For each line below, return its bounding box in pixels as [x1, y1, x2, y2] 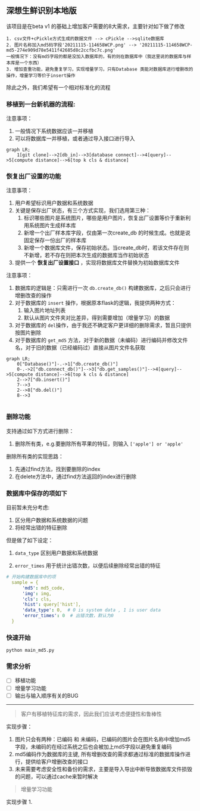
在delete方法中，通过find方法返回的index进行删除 [14, 473, 137, 480]
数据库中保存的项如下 [6, 489, 67, 497]
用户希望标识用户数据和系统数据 [14, 199, 93, 207]
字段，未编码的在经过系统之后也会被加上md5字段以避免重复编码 [14, 743, 172, 750]
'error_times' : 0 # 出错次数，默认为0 [21, 613, 114, 619]
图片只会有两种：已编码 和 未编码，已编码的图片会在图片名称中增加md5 [14, 735, 190, 742]
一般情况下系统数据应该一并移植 [14, 128, 93, 135]
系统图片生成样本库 [29, 222, 76, 229]
